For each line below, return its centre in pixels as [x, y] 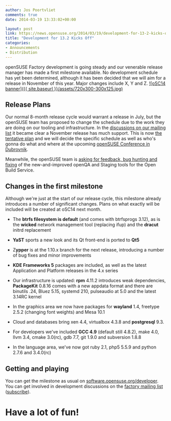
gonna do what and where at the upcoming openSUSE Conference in [78, 144]
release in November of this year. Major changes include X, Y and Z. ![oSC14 [85, 83]
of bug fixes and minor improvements [52, 255]
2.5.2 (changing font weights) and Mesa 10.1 [59, 312]
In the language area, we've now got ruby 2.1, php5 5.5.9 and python [84, 347]
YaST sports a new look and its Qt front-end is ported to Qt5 [76, 240]
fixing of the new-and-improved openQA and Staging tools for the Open [81, 165]
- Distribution [21, 52]
